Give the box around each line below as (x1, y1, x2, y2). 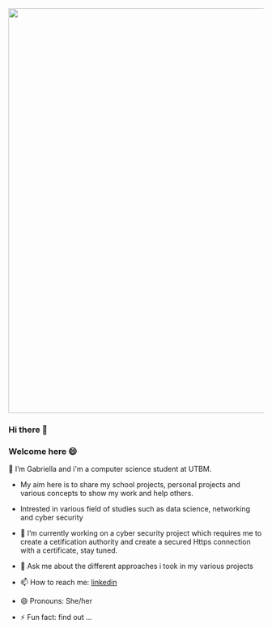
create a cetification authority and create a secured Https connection (19, 537, 251, 547)
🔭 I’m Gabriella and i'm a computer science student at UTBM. (8, 465, 212, 474)
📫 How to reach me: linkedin (19, 578, 117, 588)
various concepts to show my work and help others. (19, 489, 194, 499)
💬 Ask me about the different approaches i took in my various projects (19, 562, 253, 571)
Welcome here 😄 (8, 445, 78, 456)
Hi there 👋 (8, 424, 49, 435)
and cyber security (19, 513, 83, 523)
